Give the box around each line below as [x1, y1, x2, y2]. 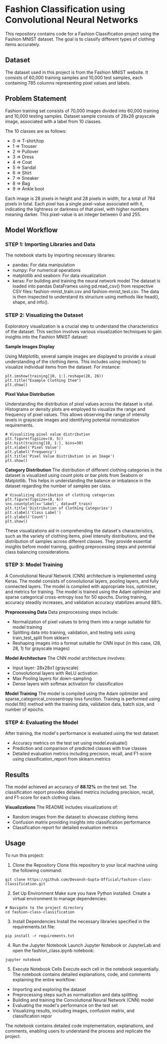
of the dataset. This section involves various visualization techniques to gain [5, 328, 162, 334]
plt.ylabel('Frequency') [5, 449, 57, 454]
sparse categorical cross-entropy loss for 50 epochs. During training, [5, 594, 148, 600]
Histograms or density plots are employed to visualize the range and [5, 406, 146, 412]
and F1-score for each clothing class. [5, 794, 81, 800]
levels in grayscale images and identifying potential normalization [5, 417, 140, 423]
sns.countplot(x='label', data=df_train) [5, 501, 93, 506]
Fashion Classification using [5, 4, 126, 15]
